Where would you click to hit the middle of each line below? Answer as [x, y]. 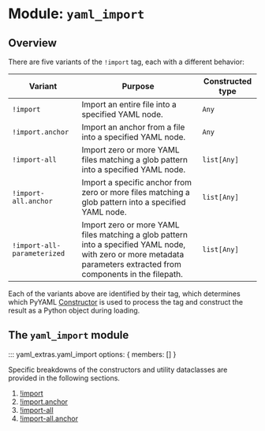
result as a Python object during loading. [74, 310]
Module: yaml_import [77, 14]
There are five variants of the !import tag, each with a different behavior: [126, 62]
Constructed [228, 81]
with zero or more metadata [133, 255]
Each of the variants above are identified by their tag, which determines [124, 294]
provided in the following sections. [64, 378]
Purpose [138, 86]
